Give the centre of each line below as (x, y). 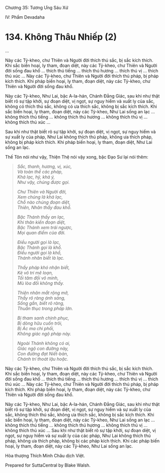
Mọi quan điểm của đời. (41, 233)
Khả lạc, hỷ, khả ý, (36, 177)
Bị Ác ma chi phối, (35, 328)
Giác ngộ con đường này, (43, 348)
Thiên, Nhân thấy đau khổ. (44, 207)
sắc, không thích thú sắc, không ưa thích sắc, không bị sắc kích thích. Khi (80, 414)
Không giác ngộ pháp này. (44, 334)
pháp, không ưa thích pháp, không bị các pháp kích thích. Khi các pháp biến (82, 440)
